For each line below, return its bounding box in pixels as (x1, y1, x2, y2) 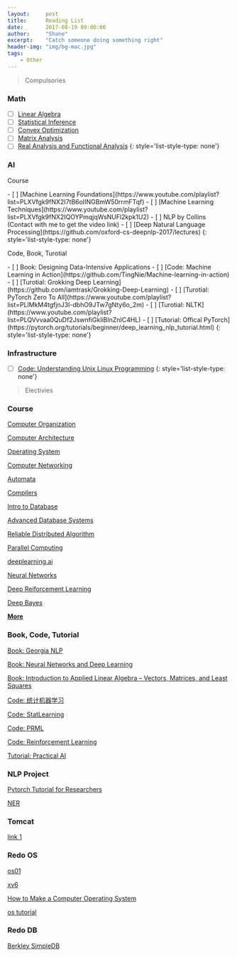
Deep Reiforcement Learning (7, 585, 92, 593)
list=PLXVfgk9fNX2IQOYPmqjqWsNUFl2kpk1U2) (7, 212, 150, 221)
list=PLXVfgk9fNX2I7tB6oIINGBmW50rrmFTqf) (7, 197, 145, 206)
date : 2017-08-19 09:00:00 (7, 23, 106, 31)
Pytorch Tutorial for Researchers (7, 785, 103, 793)
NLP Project (7, 769, 49, 779)
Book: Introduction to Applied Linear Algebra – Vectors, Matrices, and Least (7, 673, 228, 682)
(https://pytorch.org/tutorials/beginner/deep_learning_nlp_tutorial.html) (7, 323, 215, 331)
